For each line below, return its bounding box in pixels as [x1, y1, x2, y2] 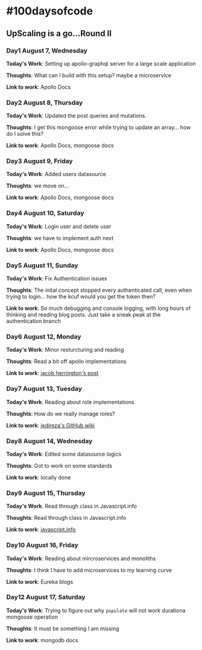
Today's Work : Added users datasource [6, 171, 107, 178]
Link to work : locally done [6, 473, 71, 481]
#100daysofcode [6, 4, 93, 18]
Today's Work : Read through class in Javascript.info [6, 502, 137, 510]
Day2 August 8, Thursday [6, 98, 83, 107]
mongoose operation [6, 613, 58, 620]
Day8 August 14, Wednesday [6, 437, 93, 445]
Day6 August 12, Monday [6, 332, 81, 341]
